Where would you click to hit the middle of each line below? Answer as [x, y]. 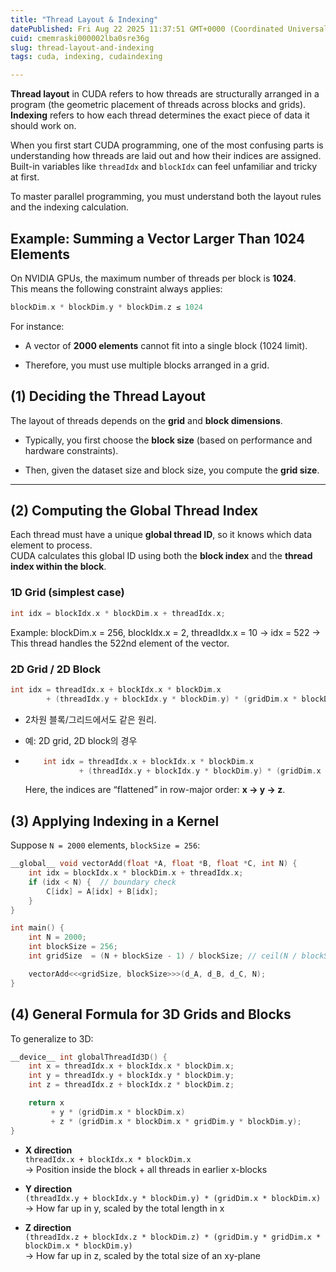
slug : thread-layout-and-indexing [82, 47]
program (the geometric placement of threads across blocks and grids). [158, 105]
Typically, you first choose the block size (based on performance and [168, 440]
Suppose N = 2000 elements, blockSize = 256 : [105, 845]
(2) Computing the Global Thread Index [134, 511]
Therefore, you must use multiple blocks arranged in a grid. [147, 365]
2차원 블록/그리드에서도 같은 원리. [90, 719]
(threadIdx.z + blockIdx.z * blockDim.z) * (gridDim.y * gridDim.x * [173, 1237]
